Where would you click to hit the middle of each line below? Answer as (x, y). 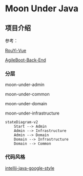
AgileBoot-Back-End (26, 60)
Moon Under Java (42, 9)
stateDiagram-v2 (21, 122)
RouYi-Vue (16, 50)
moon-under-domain (26, 104)
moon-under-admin (25, 85)
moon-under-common (27, 94)
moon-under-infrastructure (32, 113)
